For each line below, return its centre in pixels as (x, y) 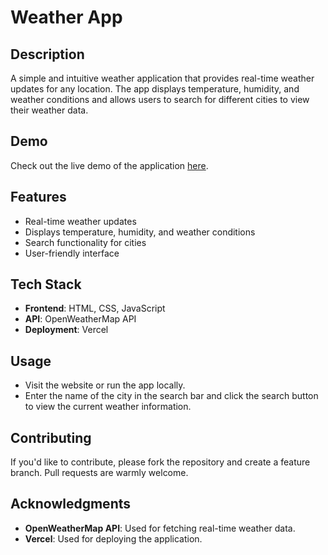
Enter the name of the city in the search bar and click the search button (171, 396)
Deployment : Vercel (66, 330)
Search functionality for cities (85, 242)
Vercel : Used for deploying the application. (113, 538)
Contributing (51, 437)
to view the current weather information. (108, 407)
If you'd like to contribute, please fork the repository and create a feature (160, 462)
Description (47, 54)
